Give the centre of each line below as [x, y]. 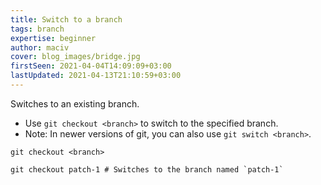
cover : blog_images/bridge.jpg [75, 57]
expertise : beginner [53, 38]
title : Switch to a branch [66, 19]
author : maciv [40, 47]
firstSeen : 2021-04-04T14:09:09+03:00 [91, 66]
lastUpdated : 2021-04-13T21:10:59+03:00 [96, 76]
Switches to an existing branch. [75, 103]
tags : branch [37, 29]
